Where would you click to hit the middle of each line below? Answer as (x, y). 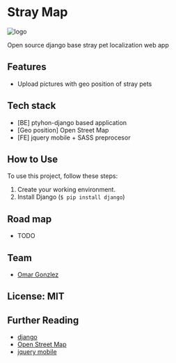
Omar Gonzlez (38, 274)
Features (27, 67)
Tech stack (32, 106)
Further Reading (43, 320)
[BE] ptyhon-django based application (72, 122)
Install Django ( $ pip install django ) (71, 197)
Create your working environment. (66, 190)
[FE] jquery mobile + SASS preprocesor (74, 138)
